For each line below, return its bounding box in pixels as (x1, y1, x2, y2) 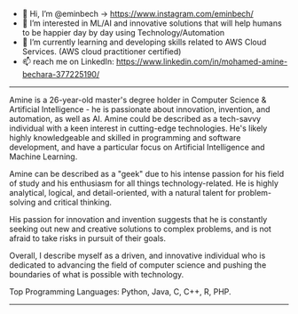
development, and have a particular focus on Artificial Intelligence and (9, 142, 265, 152)
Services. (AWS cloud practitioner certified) (21, 46, 182, 57)
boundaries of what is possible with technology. (9, 270, 184, 279)
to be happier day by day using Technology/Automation (21, 28, 225, 37)
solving (9, 197, 36, 207)
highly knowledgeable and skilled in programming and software (9, 133, 241, 142)
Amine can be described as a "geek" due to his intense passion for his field (9, 169, 285, 179)
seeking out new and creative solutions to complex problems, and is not (9, 223, 272, 234)
